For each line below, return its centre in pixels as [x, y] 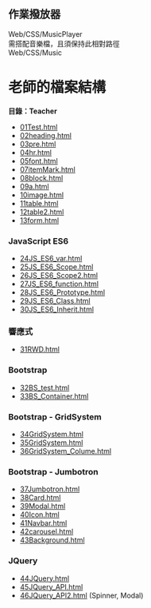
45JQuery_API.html [51, 586]
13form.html [39, 220]
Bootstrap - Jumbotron [54, 471]
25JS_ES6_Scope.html [56, 267]
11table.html [39, 203]
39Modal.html [43, 507]
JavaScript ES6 [39, 240]
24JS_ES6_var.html [51, 259]
